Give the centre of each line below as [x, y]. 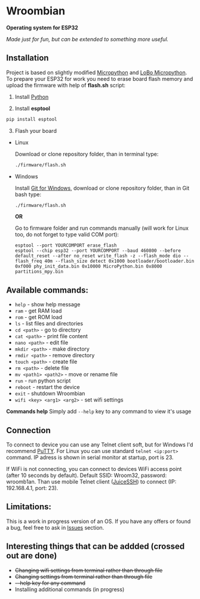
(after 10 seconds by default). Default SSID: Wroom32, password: [87, 475]
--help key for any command [50, 583]
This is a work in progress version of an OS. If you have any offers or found [99, 521]
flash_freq [28, 262]
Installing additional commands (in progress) [70, 589]
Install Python [32, 96]
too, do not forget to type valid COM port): [67, 235]
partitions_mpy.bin [39, 272]
